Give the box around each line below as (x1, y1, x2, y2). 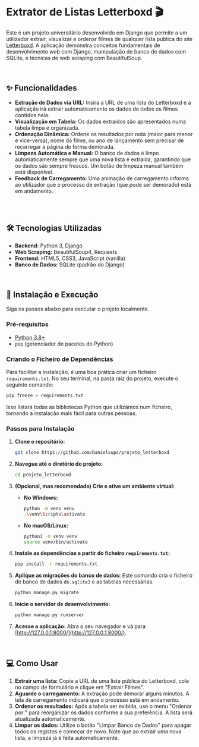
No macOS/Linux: (23, 522, 68, 529)
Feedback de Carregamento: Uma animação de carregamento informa (14, 174, 189, 182)
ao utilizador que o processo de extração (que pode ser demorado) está (14, 181, 192, 188)
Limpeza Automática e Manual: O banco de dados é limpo (14, 149, 159, 156)
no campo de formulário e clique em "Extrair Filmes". (14, 683, 144, 690)
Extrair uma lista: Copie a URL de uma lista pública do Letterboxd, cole (14, 677, 189, 685)
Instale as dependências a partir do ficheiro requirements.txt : (14, 550, 170, 557)
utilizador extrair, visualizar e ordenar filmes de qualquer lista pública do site (6, 35, 193, 42)
